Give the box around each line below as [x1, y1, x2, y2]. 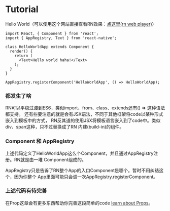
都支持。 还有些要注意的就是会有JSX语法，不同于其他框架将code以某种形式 [5, 111, 163, 117]
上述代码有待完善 [5, 187, 47, 194]
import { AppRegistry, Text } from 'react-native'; [5, 35, 117, 40]
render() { [10, 49, 33, 54]
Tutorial [5, 4, 39, 15]
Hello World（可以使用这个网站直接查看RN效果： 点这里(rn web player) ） [5, 21, 157, 27]
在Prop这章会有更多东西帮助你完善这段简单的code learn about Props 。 [5, 200, 153, 206]
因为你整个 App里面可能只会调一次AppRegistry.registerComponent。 [14, 174, 158, 180]
